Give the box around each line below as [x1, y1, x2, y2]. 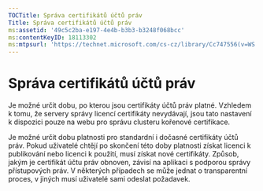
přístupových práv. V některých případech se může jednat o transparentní [8, 166, 248, 175]
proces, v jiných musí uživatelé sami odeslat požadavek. [8, 174, 191, 184]
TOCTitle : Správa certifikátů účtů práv [8, 11, 143, 20]
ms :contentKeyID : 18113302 [8, 33, 97, 42]
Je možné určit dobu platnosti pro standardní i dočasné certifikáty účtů [8, 133, 239, 142]
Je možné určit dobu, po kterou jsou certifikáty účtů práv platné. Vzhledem [8, 101, 252, 110]
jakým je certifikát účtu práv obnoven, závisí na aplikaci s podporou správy [8, 158, 251, 167]
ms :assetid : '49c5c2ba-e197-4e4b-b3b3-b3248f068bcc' [8, 26, 185, 34]
